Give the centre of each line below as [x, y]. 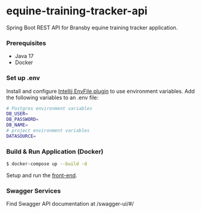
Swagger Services [34, 191]
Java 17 [24, 56]
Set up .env [23, 78]
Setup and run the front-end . [42, 175]
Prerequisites [26, 43]
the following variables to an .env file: [52, 98]
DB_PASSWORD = [22, 120]
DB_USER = [17, 114]
